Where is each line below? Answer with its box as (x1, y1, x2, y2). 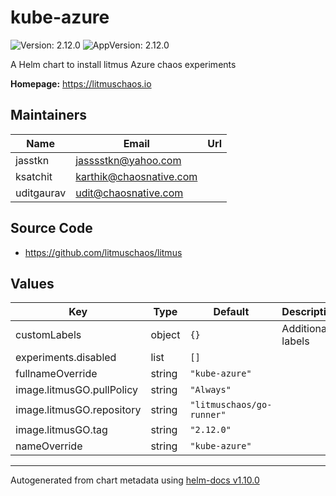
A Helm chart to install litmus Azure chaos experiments (10, 58, 237, 70)
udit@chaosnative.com (75, 186, 184, 200)
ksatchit (15, 169, 53, 183)
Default (213, 305, 250, 319)
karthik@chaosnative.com (75, 169, 198, 183)
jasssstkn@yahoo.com (75, 153, 182, 167)
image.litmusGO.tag (15, 423, 108, 437)
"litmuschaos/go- (189, 399, 273, 411)
